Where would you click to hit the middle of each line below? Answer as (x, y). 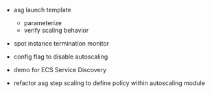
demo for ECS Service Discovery (60, 70)
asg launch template (42, 10)
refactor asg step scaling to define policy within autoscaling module (109, 83)
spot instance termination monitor (61, 43)
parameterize (43, 23)
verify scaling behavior (56, 30)
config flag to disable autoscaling (61, 57)
